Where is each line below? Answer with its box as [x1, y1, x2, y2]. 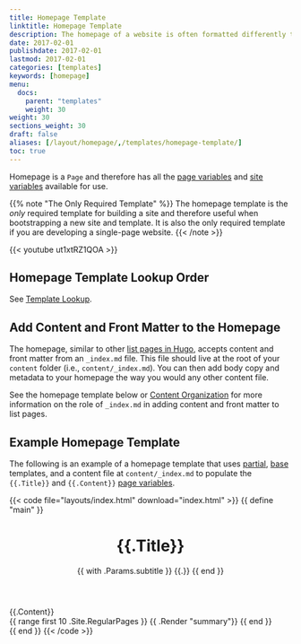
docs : [17, 88, 39, 97]
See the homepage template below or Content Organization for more [9, 389, 262, 400]
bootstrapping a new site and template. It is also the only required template [9, 217, 286, 228]
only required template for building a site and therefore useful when [9, 207, 259, 218]
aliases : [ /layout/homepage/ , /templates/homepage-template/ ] [9, 138, 243, 147]
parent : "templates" [25, 96, 102, 106]
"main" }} [9, 504, 44, 516]
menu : [9, 80, 30, 89]
